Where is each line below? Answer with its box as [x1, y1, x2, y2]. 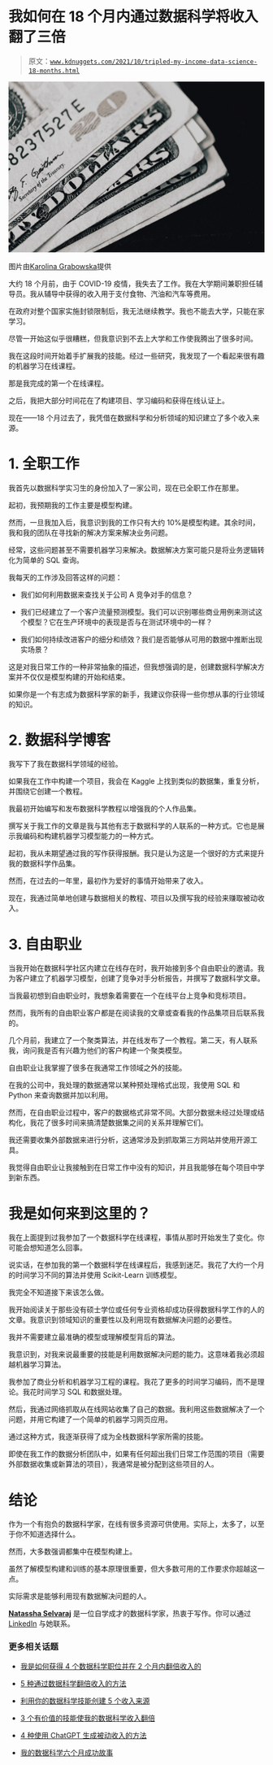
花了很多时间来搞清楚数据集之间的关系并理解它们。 [36, 1118, 208, 1128]
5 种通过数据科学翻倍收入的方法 [19, 1678, 128, 1688]
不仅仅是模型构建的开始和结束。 [22, 672, 130, 681]
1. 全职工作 [8, 454, 80, 472]
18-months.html [28, 67, 80, 75]
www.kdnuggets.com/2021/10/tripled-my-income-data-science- [50, 58, 258, 66]
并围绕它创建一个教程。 [8, 786, 87, 797]
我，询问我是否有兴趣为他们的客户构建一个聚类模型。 [8, 1046, 187, 1055]
